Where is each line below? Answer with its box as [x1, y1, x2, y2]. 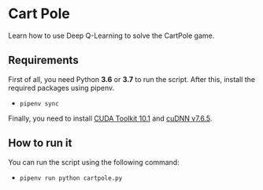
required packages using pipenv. [8, 83, 115, 92]
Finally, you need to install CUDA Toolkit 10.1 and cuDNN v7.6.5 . [8, 114, 213, 123]
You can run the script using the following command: [8, 157, 180, 166]
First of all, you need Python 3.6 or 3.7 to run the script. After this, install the [8, 74, 256, 84]
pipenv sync [19, 99, 59, 107]
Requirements [8, 54, 79, 67]
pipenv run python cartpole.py [19, 174, 123, 182]
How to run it [8, 136, 72, 150]
